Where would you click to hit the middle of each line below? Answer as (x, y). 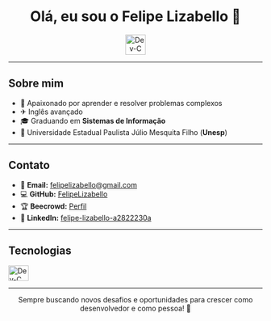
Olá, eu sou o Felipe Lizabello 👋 (135, 17)
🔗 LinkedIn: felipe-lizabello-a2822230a (85, 218)
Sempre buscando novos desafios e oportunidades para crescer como (135, 300)
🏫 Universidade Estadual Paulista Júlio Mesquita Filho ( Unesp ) (124, 132)
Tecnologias (40, 250)
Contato (29, 165)
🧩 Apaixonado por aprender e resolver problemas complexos (121, 103)
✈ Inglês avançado (51, 112)
